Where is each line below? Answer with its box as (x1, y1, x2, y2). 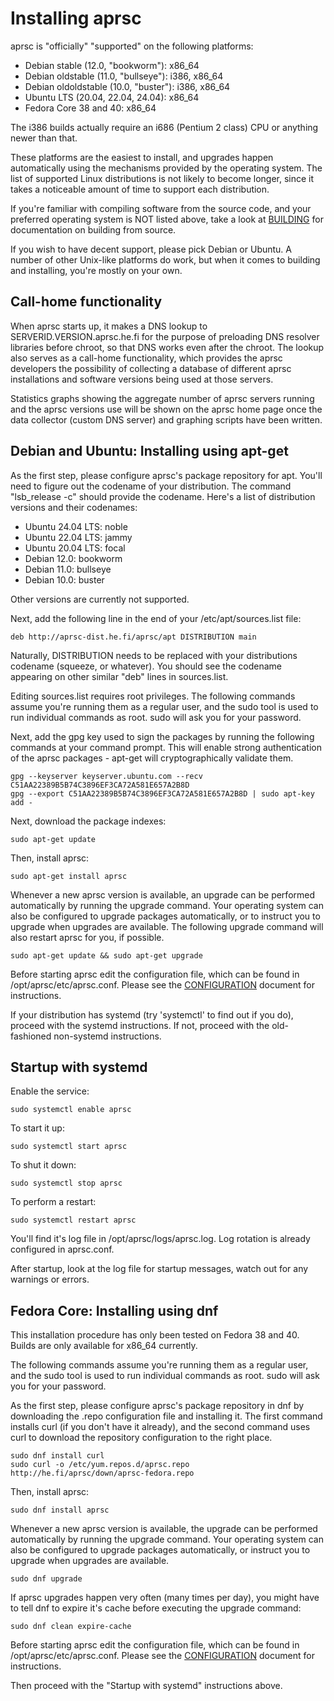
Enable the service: (10, 1085, 90, 1097)
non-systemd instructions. (53, 1030, 162, 1042)
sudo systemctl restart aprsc (10, 1215, 137, 1226)
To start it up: (10, 1122, 65, 1134)
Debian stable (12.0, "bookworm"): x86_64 (24, 59, 200, 71)
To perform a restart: (10, 1196, 97, 1208)
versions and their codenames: (10, 501, 138, 513)
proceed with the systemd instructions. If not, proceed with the (10, 1019, 270, 1031)
